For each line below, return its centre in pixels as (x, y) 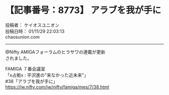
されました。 (18, 58)
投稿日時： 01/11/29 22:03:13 (35, 31)
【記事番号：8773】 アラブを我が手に (83, 10)
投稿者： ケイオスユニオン (32, 25)
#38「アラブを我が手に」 (31, 81)
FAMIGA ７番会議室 (25, 68)
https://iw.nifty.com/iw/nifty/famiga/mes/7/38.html (57, 87)
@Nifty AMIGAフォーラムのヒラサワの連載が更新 (55, 52)
